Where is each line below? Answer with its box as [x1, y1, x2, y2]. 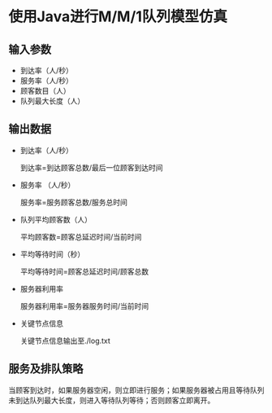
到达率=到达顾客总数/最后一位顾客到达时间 [19, 162, 164, 172]
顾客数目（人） [19, 86, 71, 95]
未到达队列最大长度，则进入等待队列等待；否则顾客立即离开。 [8, 395, 215, 405]
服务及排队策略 [8, 362, 84, 376]
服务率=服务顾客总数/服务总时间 [19, 197, 128, 207]
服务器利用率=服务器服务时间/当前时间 [19, 301, 149, 310]
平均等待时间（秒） [19, 249, 85, 259]
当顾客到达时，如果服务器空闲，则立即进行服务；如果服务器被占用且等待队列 [8, 384, 265, 395]
